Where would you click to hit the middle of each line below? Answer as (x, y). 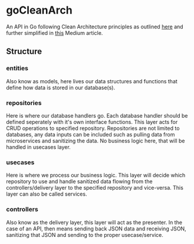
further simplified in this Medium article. (55, 32)
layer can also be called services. (47, 194)
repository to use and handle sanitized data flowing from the (79, 181)
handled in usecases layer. (38, 147)
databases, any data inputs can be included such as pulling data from (91, 134)
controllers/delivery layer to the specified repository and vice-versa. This (95, 188)
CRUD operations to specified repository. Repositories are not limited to (93, 128)
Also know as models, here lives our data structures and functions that (92, 81)
